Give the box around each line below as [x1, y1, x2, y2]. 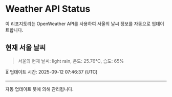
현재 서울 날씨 [5, 43, 46, 52]
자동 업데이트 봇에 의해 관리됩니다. [5, 86, 74, 92]
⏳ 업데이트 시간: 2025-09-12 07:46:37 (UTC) [5, 68, 98, 75]
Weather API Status [5, 3, 91, 15]
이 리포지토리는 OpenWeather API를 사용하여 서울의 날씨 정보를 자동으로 [5, 20, 151, 27]
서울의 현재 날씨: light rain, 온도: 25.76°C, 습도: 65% [17, 58, 124, 64]
